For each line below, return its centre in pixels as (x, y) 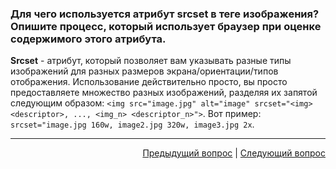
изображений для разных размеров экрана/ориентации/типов (144, 71)
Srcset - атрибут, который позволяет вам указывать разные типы (151, 61)
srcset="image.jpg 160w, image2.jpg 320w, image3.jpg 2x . (132, 124)
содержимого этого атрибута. (88, 39)
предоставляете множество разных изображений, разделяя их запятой (164, 93)
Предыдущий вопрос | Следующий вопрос (234, 153)
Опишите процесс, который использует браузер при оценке (166, 26)
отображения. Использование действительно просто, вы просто (149, 82)
